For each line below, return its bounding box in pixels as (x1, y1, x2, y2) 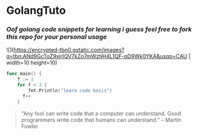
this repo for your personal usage (6, 33, 107, 41)
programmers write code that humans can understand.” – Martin (21, 116, 182, 124)
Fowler (21, 122, 38, 130)
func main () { (6, 71, 42, 77)
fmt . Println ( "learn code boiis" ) (28, 88, 113, 94)
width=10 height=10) (6, 59, 58, 66)
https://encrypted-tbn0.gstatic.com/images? (13, 46, 125, 54)
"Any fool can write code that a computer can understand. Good (21, 110, 182, 117)
